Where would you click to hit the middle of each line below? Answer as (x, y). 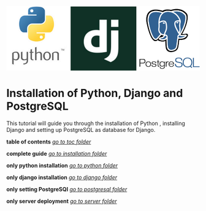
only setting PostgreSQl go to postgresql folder (67, 189)
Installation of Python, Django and (95, 94)
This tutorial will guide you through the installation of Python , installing (96, 123)
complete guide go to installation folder (57, 153)
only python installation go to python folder (62, 165)
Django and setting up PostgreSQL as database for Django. (81, 129)
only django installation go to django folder (62, 177)
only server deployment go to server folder (62, 201)
